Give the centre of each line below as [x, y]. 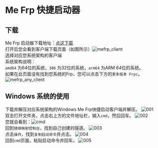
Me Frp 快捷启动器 [43, 10]
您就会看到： [18, 122]
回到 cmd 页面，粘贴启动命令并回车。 [41, 140]
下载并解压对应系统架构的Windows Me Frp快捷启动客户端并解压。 [73, 109]
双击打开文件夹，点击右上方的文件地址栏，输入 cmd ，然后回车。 [70, 115]
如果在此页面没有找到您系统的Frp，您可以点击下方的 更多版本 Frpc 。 [74, 74]
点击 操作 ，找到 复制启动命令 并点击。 [40, 134]
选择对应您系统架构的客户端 [34, 55]
